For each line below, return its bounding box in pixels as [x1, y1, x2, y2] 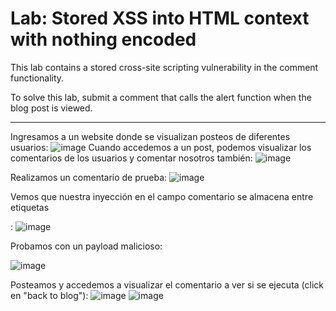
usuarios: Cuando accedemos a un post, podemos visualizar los [10, 141, 312, 153]
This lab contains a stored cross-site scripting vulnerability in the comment [10, 61, 319, 73]
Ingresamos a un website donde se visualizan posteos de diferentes [10, 130, 291, 142]
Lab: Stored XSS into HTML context [10, 7, 310, 30]
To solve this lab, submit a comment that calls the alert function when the [10, 91, 312, 103]
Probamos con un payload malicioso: [10, 240, 163, 252]
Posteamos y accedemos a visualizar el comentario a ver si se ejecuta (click [10, 278, 324, 291]
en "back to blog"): [10, 289, 89, 301]
